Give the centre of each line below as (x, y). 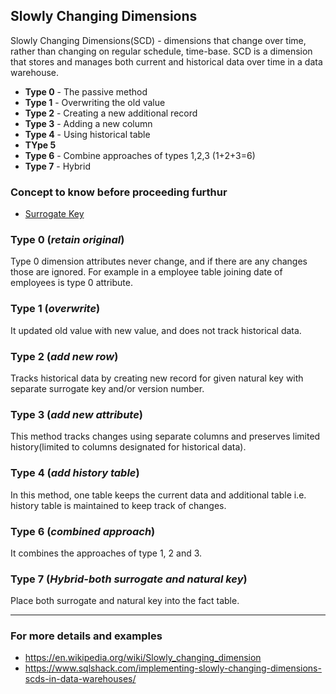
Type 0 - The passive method (86, 91)
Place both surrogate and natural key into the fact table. (125, 601)
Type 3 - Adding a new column (88, 123)
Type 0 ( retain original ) (67, 240)
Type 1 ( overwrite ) (55, 309)
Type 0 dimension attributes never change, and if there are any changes (159, 261)
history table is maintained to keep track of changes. (118, 505)
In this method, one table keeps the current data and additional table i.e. (158, 495)
